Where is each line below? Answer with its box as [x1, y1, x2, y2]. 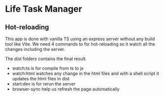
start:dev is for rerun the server [12, 81, 76, 87]
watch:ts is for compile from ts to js [12, 65, 83, 71]
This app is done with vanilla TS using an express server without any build [5, 36, 155, 42]
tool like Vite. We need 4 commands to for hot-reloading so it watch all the [5, 41, 156, 47]
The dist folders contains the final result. [5, 56, 87, 62]
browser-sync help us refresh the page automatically [12, 86, 120, 92]
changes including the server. [5, 47, 65, 52]
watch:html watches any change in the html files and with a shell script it [12, 71, 160, 76]
